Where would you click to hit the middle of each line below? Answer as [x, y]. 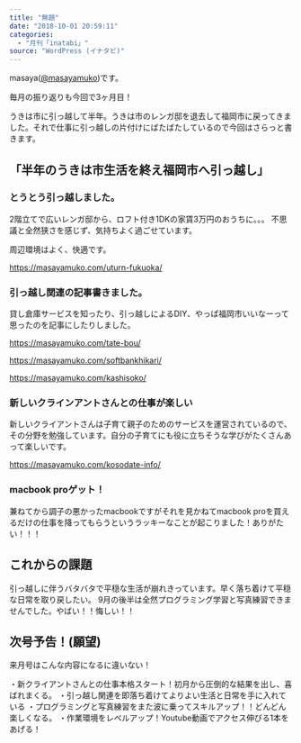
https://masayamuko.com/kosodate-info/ [85, 465]
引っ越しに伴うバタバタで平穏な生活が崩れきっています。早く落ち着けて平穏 [150, 588]
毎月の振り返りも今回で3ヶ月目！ [71, 97]
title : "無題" [35, 18]
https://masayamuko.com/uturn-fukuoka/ [86, 267]
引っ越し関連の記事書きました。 [79, 292]
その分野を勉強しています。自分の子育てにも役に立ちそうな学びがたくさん [147, 435]
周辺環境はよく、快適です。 [60, 249]
